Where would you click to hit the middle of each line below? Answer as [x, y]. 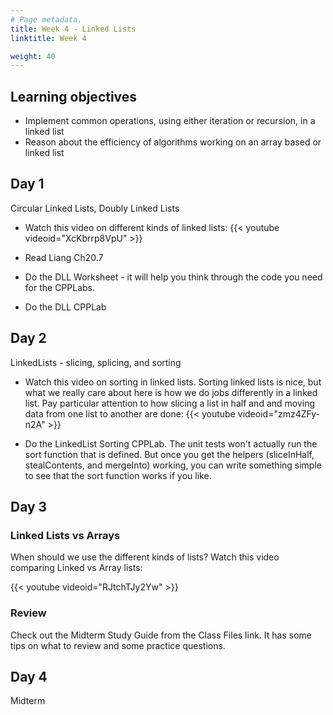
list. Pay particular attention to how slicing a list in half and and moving [170, 403]
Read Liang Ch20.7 [64, 257]
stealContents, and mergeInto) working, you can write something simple [173, 465]
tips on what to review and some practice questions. [118, 645]
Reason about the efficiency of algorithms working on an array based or [173, 142]
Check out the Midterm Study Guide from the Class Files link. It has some [161, 635]
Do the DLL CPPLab [65, 307]
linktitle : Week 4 [48, 38]
